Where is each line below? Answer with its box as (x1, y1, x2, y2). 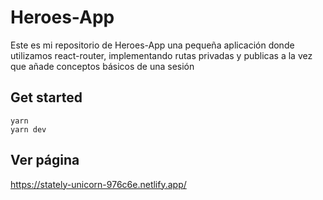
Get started (10, 89, 83, 106)
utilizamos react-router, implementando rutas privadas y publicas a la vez (10, 49, 313, 61)
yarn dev (10, 124, 47, 135)
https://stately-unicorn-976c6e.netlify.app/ (10, 178, 187, 190)
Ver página (10, 152, 80, 169)
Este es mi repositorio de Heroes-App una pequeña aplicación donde (10, 39, 295, 51)
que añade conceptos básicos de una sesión (10, 60, 195, 72)
